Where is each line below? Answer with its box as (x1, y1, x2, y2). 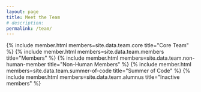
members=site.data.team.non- (119, 54, 195, 62)
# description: (6, 20, 44, 26)
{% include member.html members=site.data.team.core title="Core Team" (6, 42, 189, 49)
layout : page (6, 8, 39, 15)
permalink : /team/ (6, 25, 52, 32)
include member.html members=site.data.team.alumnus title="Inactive (6, 73, 180, 81)
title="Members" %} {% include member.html (6, 54, 119, 62)
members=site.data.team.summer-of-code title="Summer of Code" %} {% (6, 67, 191, 75)
